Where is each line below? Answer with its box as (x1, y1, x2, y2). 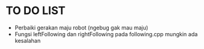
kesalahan (14, 37, 41, 44)
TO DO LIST (6, 4, 66, 18)
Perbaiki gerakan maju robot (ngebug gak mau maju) (14, 24, 149, 31)
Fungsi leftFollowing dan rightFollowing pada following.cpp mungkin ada (14, 30, 198, 37)
